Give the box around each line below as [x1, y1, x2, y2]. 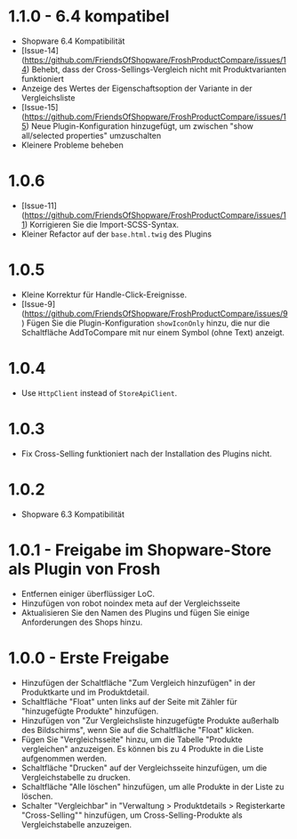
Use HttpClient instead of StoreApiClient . [20, 387, 178, 398]
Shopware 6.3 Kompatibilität [20, 509, 125, 520]
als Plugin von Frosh [8, 559, 161, 579]
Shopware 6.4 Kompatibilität [20, 36, 125, 46]
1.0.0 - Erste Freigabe [8, 648, 170, 668]
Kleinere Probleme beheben [20, 140, 124, 150]
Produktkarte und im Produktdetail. [20, 687, 149, 698]
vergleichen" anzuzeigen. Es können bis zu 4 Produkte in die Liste [20, 743, 264, 754]
